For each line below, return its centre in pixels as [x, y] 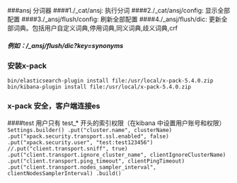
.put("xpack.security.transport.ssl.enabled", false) [88, 136]
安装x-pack [27, 66]
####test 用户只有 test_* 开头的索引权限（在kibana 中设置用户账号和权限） [116, 123]
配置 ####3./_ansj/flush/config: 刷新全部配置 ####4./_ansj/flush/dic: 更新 [114, 19]
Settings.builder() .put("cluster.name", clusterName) [90, 130]
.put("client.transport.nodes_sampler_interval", [82, 167]
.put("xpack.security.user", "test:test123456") [80, 142]
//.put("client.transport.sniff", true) [68, 148]
